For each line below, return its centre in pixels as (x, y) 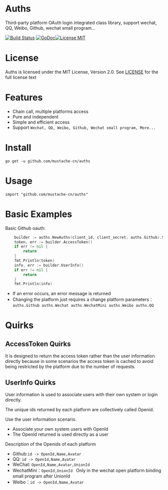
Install (18, 148)
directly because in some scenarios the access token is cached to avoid (79, 361)
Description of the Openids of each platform (50, 444)
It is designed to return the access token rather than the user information (80, 356)
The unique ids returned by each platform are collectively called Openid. (79, 410)
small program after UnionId (41, 476)
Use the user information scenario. (41, 419)
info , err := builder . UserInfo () (49, 265)
